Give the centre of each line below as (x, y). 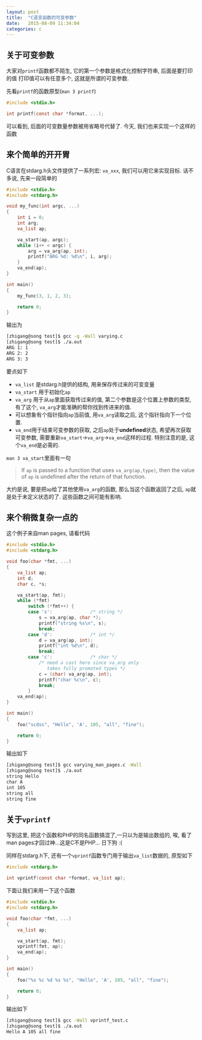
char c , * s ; (32, 584)
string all (20, 793)
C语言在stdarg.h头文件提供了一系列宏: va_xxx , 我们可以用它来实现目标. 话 (97, 170)
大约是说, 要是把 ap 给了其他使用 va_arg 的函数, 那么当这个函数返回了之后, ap (99, 489)
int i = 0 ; (31, 217)
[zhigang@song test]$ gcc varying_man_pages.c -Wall (74, 765)
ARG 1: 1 (17, 347)
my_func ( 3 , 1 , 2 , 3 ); (44, 296)
